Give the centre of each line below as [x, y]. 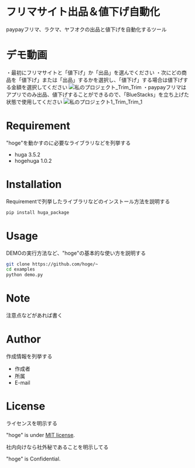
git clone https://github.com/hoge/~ [52, 264]
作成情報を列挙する [29, 356]
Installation [34, 185]
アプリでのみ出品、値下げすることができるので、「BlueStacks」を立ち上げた [97, 94]
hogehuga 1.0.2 [33, 160]
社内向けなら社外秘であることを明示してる [57, 447]
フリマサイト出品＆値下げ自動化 [83, 12]
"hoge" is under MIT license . [40, 435]
